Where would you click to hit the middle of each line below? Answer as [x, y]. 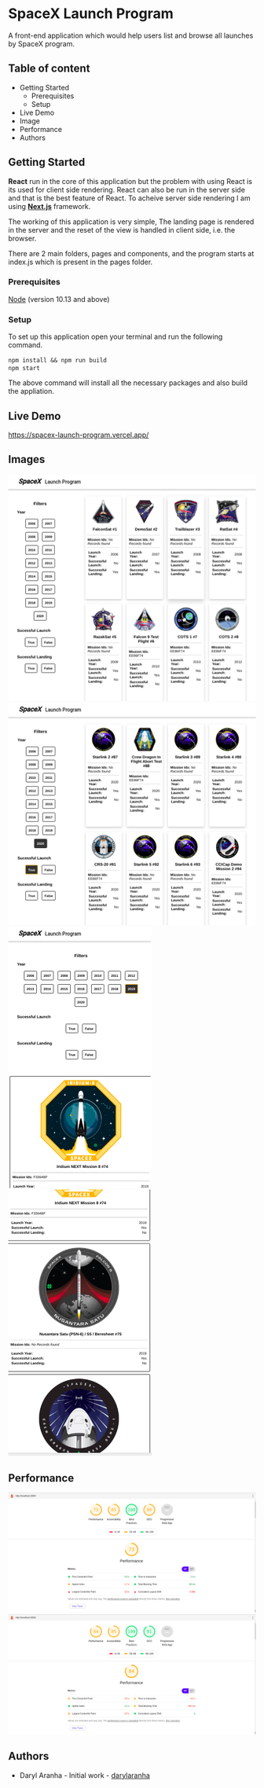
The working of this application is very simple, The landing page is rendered [131, 222]
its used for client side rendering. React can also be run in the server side [127, 189]
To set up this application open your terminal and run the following [115, 337]
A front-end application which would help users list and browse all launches [131, 35]
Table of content [49, 69]
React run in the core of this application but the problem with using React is [130, 181]
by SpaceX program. [41, 43]
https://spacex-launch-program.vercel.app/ [79, 435]
